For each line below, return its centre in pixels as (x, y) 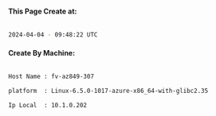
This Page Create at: (43, 11)
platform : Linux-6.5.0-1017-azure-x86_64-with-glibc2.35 (108, 91)
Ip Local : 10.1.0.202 (48, 106)
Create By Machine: (42, 52)
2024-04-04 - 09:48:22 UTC (53, 35)
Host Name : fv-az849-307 (51, 77)
